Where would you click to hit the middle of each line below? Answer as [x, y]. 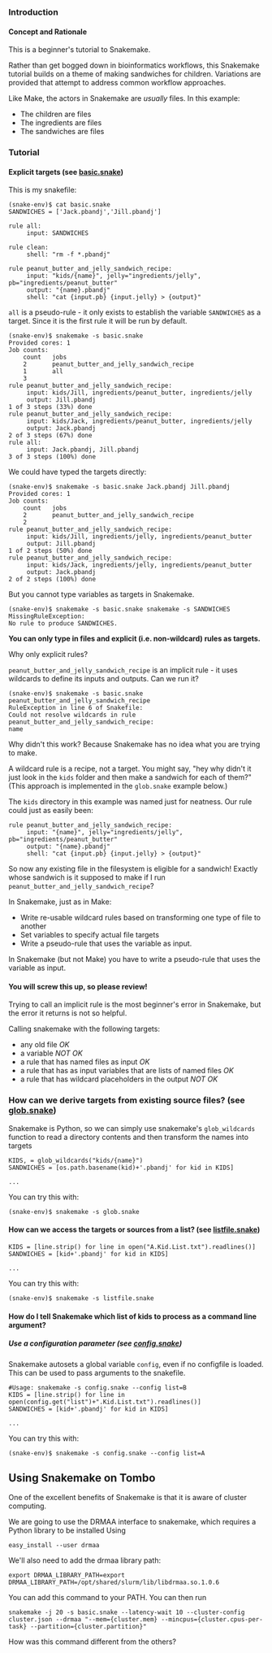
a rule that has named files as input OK [85, 1062]
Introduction [33, 12]
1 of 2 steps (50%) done [50, 551]
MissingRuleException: [47, 616]
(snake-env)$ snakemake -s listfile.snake [81, 1298]
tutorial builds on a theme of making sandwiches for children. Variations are [135, 74]
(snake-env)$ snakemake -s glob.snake [74, 1211]
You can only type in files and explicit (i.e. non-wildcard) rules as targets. [135, 639]
